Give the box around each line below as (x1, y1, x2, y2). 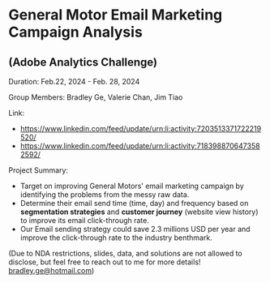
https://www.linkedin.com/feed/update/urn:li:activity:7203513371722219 (19, 124, 262, 133)
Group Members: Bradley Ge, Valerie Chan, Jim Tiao (8, 92, 183, 102)
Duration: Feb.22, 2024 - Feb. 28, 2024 (8, 77, 140, 86)
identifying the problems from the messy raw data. (19, 190, 190, 199)
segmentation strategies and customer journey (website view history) (19, 207, 259, 217)
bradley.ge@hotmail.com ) (8, 266, 95, 275)
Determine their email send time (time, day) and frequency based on (19, 199, 249, 208)
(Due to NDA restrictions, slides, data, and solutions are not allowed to (8, 249, 243, 258)
